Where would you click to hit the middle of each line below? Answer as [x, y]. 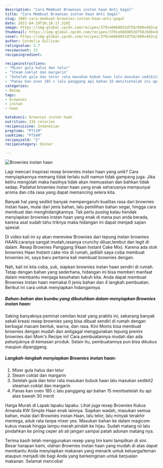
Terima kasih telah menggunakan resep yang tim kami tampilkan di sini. [76, 441]
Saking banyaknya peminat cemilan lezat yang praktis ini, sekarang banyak [80, 316]
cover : [12, 37]
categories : [17, 86]
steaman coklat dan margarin [41, 386]
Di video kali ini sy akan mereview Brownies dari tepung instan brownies [77, 237]
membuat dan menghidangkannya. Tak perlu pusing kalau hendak [71, 212]
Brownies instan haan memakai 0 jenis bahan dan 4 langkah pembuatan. [77, 282]
